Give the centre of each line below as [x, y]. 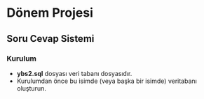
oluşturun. [31, 88]
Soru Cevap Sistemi [50, 39]
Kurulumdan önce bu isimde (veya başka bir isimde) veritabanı [107, 81]
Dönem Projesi [50, 13]
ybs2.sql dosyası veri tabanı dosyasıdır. [74, 73]
